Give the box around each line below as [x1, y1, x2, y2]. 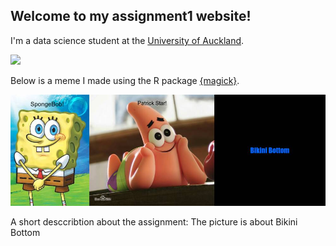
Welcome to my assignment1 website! [10, 8, 252, 25]
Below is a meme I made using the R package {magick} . [10, 74, 240, 86]
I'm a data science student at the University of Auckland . [10, 34, 245, 46]
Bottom [10, 226, 41, 238]
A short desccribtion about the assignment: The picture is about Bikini [10, 215, 298, 228]
